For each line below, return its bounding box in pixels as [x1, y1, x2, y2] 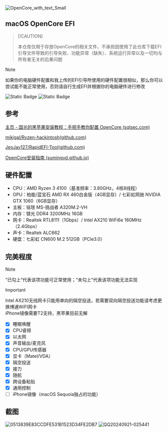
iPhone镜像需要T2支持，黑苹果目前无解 [5, 310, 88, 316]
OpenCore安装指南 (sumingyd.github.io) [5, 154, 89, 160]
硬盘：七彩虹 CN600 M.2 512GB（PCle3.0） [12, 236, 105, 242]
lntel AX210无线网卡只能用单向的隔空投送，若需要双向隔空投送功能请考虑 [5, 298, 158, 304]
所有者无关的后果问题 [17, 56, 62, 62]
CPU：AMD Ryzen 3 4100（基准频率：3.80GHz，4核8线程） [12, 185, 140, 191]
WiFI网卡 [18, 304, 37, 310]
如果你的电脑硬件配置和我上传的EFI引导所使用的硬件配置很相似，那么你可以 [5, 77, 163, 83]
